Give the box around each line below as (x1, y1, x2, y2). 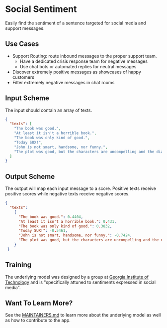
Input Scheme (5, 94, 50, 103)
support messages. (5, 25, 45, 31)
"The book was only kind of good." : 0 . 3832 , (18, 223, 112, 229)
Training (5, 261, 32, 269)
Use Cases (5, 40, 39, 48)
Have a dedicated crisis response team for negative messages (19, 58, 148, 64)
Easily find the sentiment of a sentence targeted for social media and (5, 20, 146, 26)
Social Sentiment (5, 3, 77, 15)
